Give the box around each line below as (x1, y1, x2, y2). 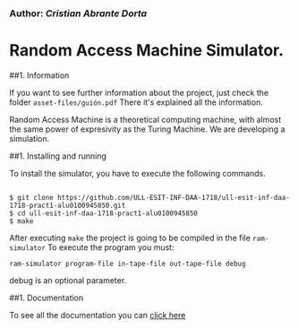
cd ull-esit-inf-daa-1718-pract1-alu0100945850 (17, 209, 199, 218)
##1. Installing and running (9, 151, 107, 161)
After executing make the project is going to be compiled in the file (9, 232, 251, 243)
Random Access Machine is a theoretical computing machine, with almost (9, 114, 282, 125)
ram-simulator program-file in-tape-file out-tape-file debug (9, 259, 246, 268)
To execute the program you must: (47, 241, 175, 253)
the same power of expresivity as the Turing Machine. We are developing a (9, 124, 285, 134)
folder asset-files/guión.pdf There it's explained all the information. (9, 97, 264, 108)
